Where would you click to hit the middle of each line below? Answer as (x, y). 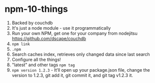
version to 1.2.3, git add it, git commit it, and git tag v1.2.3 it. (72, 75)
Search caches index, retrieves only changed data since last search (81, 54)
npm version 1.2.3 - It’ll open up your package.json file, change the (81, 70)
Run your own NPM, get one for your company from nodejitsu (75, 33)
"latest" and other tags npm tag (43, 65)
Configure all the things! (36, 59)
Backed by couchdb (32, 23)
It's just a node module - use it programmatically (61, 28)
